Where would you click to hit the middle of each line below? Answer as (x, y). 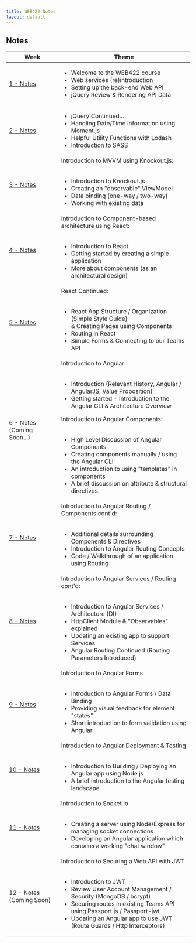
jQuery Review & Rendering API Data (121, 95)
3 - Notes (22, 185)
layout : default (26, 17)
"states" (82, 716)
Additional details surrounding (112, 534)
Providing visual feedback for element (123, 708)
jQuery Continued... (97, 116)
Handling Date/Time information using (123, 124)
